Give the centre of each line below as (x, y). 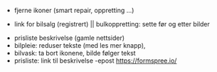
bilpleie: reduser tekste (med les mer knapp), (80, 45)
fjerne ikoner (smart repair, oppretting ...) (74, 10)
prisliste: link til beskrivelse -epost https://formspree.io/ (95, 61)
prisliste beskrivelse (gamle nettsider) (69, 38)
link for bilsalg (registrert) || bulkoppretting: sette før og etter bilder (112, 24)
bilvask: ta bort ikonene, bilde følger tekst (75, 53)
